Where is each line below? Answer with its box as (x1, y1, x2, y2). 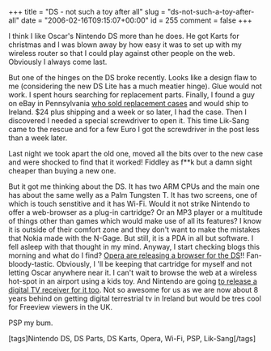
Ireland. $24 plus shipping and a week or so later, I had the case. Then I (8, 107, 247, 117)
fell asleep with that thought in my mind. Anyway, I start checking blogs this (8, 242, 260, 251)
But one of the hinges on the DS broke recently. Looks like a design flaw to (8, 73, 257, 82)
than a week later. (8, 133, 68, 143)
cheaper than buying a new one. (8, 166, 116, 175)
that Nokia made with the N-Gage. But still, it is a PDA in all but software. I (8, 233, 254, 242)
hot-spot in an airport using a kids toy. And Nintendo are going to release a (8, 276, 257, 286)
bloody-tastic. (8, 259, 55, 268)
